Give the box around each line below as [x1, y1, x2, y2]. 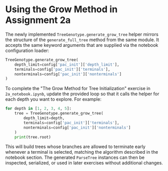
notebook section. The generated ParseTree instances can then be [5, 154, 145, 161]
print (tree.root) [14, 134, 51, 139]
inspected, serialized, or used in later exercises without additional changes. [5, 160, 163, 166]
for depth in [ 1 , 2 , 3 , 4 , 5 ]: [5, 106, 72, 111]
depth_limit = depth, [23, 116, 65, 121]
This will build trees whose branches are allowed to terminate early [5, 144, 146, 150]
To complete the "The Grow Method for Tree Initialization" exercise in [5, 85, 151, 92]
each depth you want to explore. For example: [5, 96, 102, 102]
